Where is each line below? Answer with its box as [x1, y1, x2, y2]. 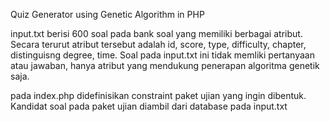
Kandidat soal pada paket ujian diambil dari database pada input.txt [10, 100, 288, 112]
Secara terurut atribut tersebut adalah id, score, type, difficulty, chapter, [10, 39, 307, 50]
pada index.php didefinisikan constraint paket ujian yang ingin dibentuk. [10, 90, 307, 101]
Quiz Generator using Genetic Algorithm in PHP [10, 9, 205, 20]
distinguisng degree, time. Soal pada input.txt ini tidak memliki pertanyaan [10, 49, 315, 61]
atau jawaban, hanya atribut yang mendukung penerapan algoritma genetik [10, 60, 320, 71]
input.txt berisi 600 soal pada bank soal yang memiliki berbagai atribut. [10, 28, 303, 39]
